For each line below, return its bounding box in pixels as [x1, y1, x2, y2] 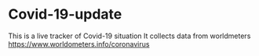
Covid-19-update [8, 5, 122, 23]
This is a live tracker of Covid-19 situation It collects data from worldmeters [8, 31, 251, 40]
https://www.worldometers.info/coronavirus [8, 39, 150, 48]
